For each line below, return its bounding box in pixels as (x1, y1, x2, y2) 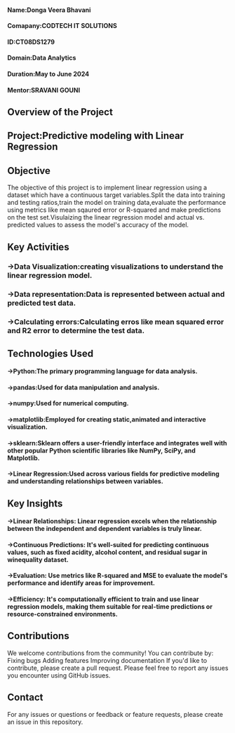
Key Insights (7, 497, 63, 509)
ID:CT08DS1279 (7, 37, 55, 46)
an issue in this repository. (7, 718, 83, 726)
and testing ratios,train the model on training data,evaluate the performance (7, 199, 227, 207)
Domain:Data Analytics (7, 53, 76, 62)
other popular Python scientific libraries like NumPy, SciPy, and (7, 446, 196, 455)
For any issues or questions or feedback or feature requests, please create (7, 710, 223, 718)
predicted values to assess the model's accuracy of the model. (7, 221, 189, 229)
